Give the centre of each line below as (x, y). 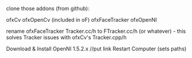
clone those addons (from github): (48, 8)
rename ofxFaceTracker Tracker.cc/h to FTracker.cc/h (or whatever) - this (96, 31)
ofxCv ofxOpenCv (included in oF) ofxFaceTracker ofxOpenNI (81, 20)
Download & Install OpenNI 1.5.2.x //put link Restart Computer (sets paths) (96, 49)
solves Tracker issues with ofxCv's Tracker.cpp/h (66, 37)
